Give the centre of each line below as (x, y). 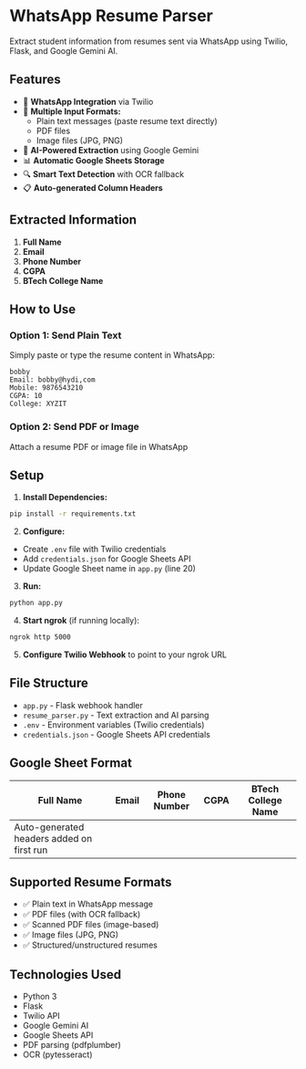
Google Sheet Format (71, 763)
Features (35, 80)
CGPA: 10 (26, 396)
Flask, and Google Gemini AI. (64, 50)
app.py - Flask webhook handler (83, 705)
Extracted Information (73, 220)
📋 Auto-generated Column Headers (93, 187)
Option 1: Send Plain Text (66, 335)
